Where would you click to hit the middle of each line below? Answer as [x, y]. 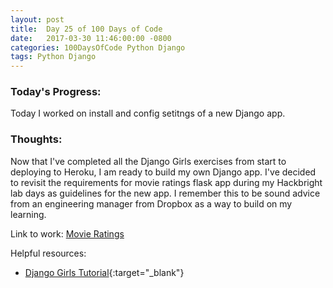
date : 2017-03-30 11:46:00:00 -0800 [91, 38]
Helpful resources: [48, 253]
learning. [28, 214]
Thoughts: [36, 139]
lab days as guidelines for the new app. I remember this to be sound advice [165, 193]
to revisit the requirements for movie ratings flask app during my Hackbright [166, 182]
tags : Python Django [53, 57]
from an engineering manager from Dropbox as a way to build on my [151, 203]
